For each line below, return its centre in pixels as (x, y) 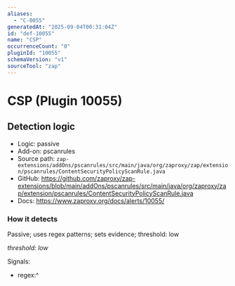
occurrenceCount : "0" (39, 46)
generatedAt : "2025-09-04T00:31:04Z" (62, 27)
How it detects (33, 219)
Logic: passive (38, 143)
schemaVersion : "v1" (38, 60)
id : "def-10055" (31, 33)
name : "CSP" (25, 40)
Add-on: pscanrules (46, 151)
